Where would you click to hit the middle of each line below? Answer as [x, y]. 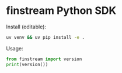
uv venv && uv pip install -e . [45, 37]
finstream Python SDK [61, 11]
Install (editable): [26, 27]
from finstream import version [44, 59]
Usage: [15, 48]
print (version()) [27, 64]
